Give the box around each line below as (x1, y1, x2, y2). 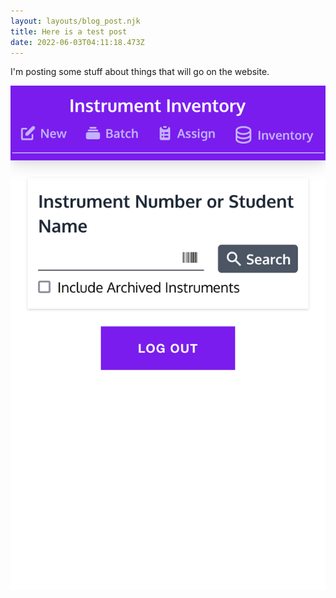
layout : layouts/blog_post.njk (10, 16, 141, 26)
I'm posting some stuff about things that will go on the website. (10, 66, 270, 78)
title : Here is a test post (10, 26, 128, 37)
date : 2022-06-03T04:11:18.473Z (10, 37, 145, 47)
